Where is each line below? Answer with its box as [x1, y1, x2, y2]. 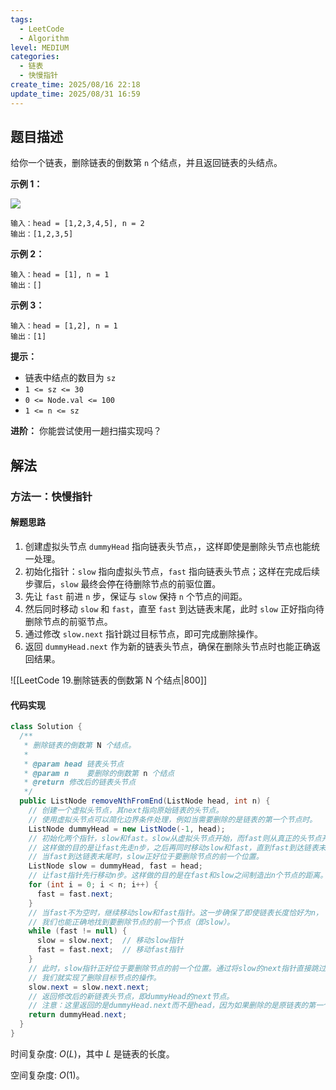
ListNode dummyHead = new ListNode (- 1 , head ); [28, 824, 226, 834]
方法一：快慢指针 [10, 489, 93, 503]
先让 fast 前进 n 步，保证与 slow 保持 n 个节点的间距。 [24, 590, 248, 602]
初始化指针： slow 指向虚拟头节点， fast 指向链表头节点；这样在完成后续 [24, 565, 320, 577]
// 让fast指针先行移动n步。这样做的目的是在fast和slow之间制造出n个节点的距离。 [28, 871, 328, 881]
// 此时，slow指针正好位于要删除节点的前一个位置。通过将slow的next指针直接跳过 [28, 963, 327, 973]
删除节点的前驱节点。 [24, 615, 113, 627]
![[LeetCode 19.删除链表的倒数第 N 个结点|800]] [10, 674, 208, 686]
